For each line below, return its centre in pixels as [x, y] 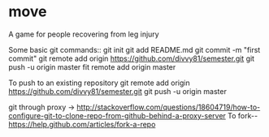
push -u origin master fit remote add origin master [92, 66]
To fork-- [243, 115]
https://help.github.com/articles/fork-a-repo [82, 124]
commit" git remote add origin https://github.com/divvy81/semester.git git [131, 58]
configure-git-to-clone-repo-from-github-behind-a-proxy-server [117, 115]
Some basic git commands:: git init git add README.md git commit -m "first [134, 49]
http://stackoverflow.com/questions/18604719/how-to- [169, 107]
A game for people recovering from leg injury [84, 34]
